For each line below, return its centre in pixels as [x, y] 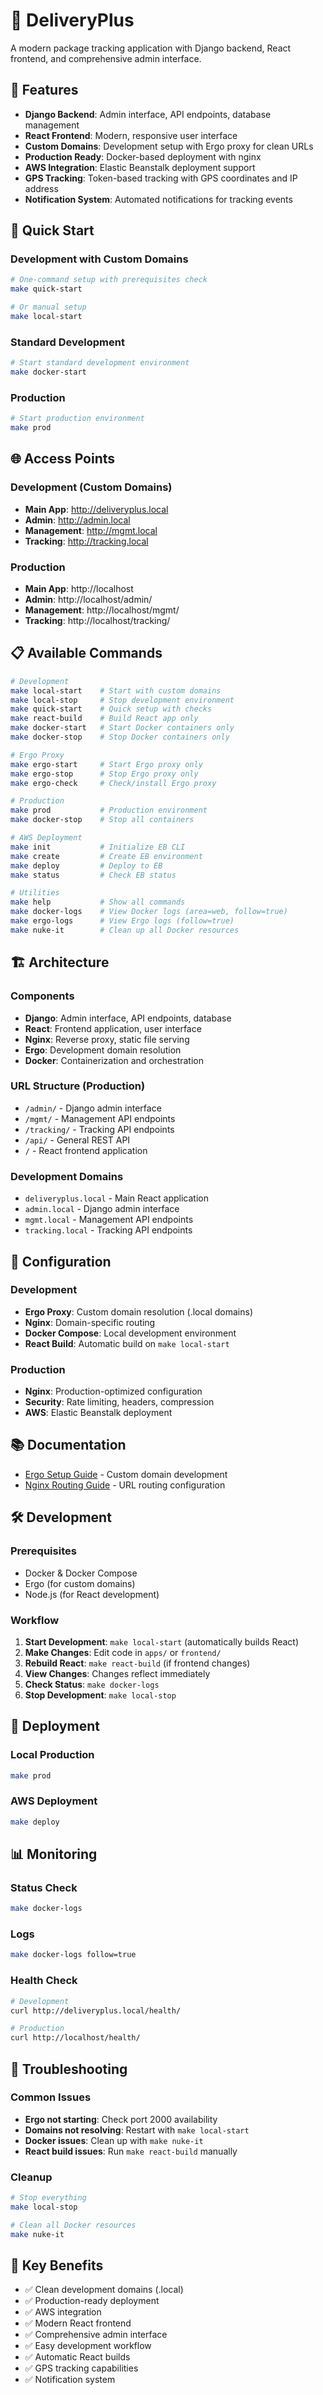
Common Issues [51, 2097]
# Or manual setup [48, 307]
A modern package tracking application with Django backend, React [151, 48]
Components [42, 996]
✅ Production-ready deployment [92, 2301]
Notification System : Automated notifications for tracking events [158, 199]
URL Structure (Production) [78, 1086]
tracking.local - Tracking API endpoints [108, 1230]
